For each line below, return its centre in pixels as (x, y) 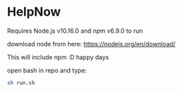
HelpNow (34, 12)
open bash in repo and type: (47, 70)
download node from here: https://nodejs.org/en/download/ (91, 44)
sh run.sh (21, 82)
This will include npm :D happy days (58, 57)
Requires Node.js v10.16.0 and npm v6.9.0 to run (75, 31)
